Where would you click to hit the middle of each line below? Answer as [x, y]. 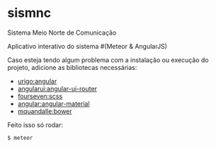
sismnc [29, 13]
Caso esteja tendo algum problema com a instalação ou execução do [108, 60]
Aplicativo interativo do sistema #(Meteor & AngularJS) [87, 46]
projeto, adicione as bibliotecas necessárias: [72, 67]
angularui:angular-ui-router [57, 88]
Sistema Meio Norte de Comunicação [62, 33]
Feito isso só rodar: [35, 124]
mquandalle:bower [45, 111]
